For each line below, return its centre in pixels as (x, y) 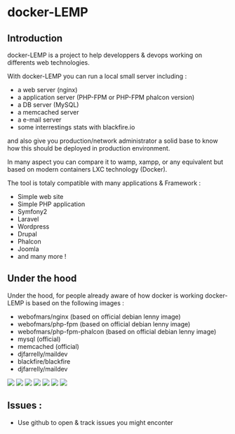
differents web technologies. (48, 63)
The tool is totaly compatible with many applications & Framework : (104, 183)
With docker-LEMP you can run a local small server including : (97, 76)
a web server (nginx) (47, 90)
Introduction (35, 38)
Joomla (28, 249)
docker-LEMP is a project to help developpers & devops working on (105, 55)
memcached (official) (48, 346)
